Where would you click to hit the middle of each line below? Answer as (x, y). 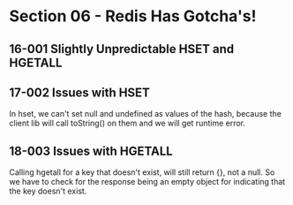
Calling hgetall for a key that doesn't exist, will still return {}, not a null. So (142, 172)
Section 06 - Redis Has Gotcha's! (133, 16)
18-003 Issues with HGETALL (91, 151)
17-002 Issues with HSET (79, 92)
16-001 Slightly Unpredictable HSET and (122, 49)
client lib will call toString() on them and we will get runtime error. (127, 123)
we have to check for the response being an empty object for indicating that (147, 182)
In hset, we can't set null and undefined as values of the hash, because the (146, 114)
